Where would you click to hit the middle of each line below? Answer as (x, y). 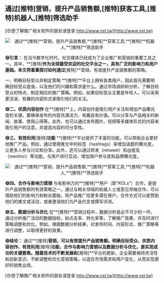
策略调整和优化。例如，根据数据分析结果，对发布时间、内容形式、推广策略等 (82, 224)
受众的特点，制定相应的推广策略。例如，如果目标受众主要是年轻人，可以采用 (82, 93)
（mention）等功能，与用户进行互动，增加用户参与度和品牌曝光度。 (73, 156)
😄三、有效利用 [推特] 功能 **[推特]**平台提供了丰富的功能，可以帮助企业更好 (82, 138)
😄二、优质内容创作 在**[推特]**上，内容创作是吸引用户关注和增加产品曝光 (80, 109)
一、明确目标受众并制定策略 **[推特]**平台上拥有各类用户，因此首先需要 (78, 80)
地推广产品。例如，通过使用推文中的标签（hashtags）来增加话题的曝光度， (81, 144)
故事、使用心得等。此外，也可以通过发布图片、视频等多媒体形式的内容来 (86, 121)
